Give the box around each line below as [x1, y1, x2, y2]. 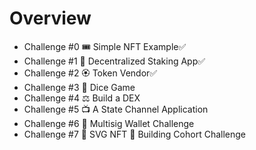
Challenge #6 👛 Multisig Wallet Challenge [23, 117, 195, 129]
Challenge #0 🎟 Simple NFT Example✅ [23, 40, 187, 52]
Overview [9, 7, 92, 30]
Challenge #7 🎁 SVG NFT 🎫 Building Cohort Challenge [23, 128, 246, 140]
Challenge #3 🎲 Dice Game [23, 81, 136, 93]
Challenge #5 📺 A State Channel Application [23, 103, 209, 115]
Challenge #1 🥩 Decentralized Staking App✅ [23, 55, 206, 67]
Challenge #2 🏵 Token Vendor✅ [23, 67, 158, 79]
